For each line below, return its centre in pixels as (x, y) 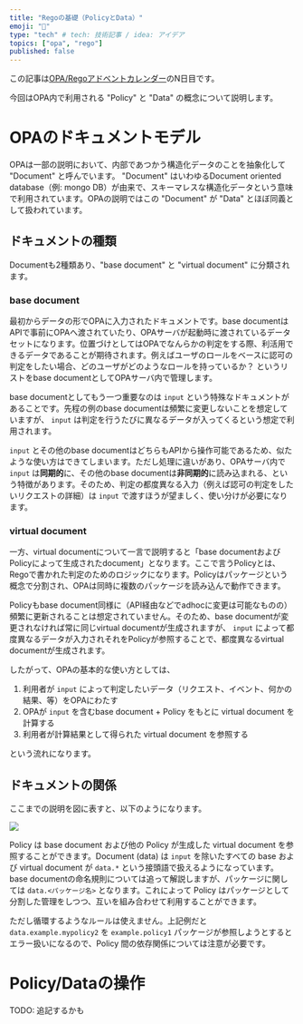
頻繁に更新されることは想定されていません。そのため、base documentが (145, 617)
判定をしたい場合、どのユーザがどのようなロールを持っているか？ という (145, 366)
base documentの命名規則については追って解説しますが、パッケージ (137, 879)
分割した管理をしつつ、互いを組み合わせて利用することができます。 (136, 902)
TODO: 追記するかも (47, 1010)
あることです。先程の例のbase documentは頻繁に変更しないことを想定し (145, 408)
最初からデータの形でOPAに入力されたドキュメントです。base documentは (149, 321)
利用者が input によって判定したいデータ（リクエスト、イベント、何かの (157, 689)
